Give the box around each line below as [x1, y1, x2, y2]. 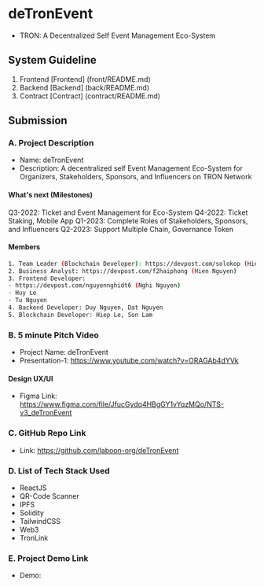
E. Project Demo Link [8, 552, 89, 563]
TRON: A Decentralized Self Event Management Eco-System [19, 31, 216, 40]
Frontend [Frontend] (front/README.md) [19, 74, 151, 83]
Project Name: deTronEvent [19, 348, 108, 357]
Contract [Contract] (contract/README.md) [19, 91, 161, 101]
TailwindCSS [19, 516, 61, 525]
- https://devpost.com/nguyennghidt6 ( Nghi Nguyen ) [8, 282, 181, 289]
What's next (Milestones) [8, 190, 93, 200]
